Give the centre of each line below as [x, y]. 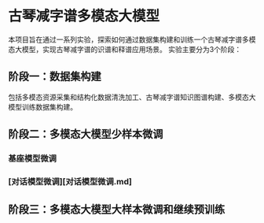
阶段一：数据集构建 [55, 77]
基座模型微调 [33, 158]
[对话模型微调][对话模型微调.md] [70, 181]
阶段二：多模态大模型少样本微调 [86, 134]
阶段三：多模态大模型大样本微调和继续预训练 [117, 210]
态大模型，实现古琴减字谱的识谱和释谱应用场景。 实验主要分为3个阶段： [125, 49]
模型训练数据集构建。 [42, 106]
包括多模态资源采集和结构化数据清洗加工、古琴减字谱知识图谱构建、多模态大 [132, 97]
